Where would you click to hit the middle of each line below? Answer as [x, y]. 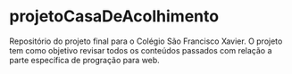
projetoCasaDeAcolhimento [114, 16]
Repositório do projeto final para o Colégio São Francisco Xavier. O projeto [146, 41]
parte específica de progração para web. [85, 60]
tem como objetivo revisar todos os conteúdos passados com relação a [141, 50]
